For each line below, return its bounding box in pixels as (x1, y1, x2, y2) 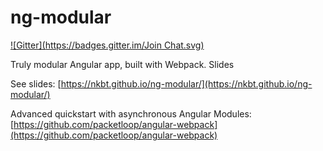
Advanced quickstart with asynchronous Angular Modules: (10, 107, 252, 120)
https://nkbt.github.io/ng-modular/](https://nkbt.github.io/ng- (60, 77, 313, 90)
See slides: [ (10, 77, 62, 90)
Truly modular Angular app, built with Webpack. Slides (10, 58, 235, 70)
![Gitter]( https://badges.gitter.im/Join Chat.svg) (10, 39, 205, 51)
